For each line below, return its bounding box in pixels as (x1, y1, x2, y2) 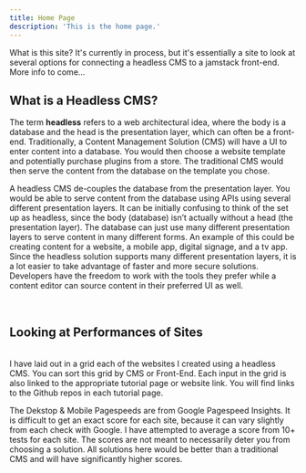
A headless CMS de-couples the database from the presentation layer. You (9, 184, 291, 194)
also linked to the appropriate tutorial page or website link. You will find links (9, 378, 295, 389)
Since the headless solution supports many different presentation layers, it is (9, 251, 297, 262)
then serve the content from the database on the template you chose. (9, 165, 270, 176)
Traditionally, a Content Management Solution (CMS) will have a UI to (27, 136, 288, 147)
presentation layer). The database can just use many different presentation (9, 222, 291, 233)
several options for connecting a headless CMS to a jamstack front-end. (9, 57, 280, 68)
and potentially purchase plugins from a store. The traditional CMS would (9, 156, 284, 167)
